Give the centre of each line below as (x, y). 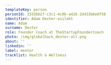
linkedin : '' (18, 46)
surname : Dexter (22, 28)
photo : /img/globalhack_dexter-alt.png (46, 37)
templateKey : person (26, 10)
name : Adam (16, 23)
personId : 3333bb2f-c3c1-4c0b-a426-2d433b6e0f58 (55, 14)
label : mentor (20, 50)
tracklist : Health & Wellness (36, 55)
